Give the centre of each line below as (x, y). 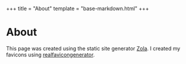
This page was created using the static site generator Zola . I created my (93, 48)
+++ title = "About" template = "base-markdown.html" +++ (78, 9)
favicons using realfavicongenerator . (51, 55)
